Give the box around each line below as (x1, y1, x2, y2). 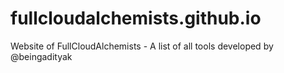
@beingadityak (10, 50, 73, 62)
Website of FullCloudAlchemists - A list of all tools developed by (10, 40, 274, 52)
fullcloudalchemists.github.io (10, 7, 262, 30)
